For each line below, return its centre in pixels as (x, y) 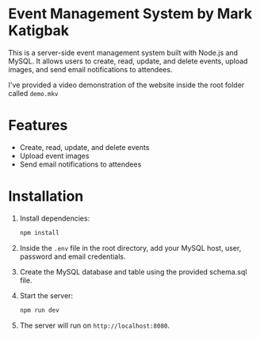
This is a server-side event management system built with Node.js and (123, 52)
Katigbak (39, 31)
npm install (39, 232)
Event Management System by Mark (130, 14)
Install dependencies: (55, 218)
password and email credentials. (73, 256)
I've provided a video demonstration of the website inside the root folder (126, 85)
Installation (46, 196)
